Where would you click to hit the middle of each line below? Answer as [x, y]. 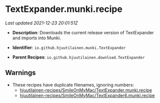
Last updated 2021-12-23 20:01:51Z [41, 23]
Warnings [21, 73]
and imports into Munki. [37, 38]
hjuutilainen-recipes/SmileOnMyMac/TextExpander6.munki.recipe [87, 95]
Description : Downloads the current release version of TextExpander [83, 32]
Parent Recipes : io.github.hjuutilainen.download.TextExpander [79, 57]
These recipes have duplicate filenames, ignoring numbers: [73, 85]
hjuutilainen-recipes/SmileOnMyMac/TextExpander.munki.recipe [86, 90]
